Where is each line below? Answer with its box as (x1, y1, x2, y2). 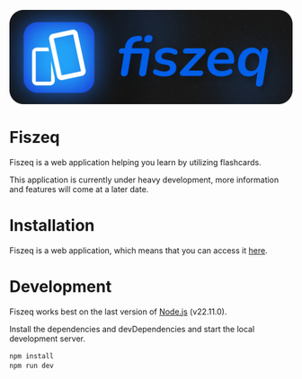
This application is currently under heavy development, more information (9, 174, 280, 185)
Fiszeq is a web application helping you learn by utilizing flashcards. (9, 156, 262, 167)
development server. (9, 333, 86, 344)
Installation (9, 215, 95, 235)
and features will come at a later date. (9, 183, 149, 194)
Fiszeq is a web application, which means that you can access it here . (9, 244, 268, 256)
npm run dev (9, 361, 54, 370)
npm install (9, 351, 54, 360)
